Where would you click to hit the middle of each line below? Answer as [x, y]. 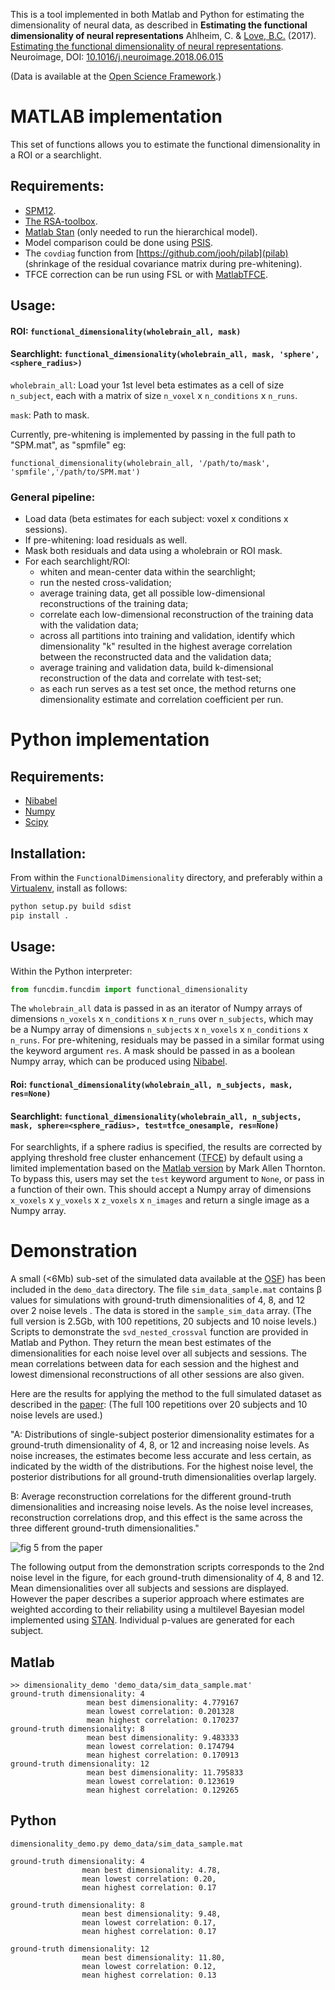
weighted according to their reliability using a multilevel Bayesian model [157, 1610]
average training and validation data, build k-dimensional [156, 668]
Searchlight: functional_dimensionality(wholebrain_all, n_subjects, [156, 1116]
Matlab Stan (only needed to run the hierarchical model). [141, 231]
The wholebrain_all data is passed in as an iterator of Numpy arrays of [156, 1008]
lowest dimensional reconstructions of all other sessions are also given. [157, 1375]
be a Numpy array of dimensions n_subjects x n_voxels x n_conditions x [159, 1030]
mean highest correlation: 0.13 [149, 1975]
